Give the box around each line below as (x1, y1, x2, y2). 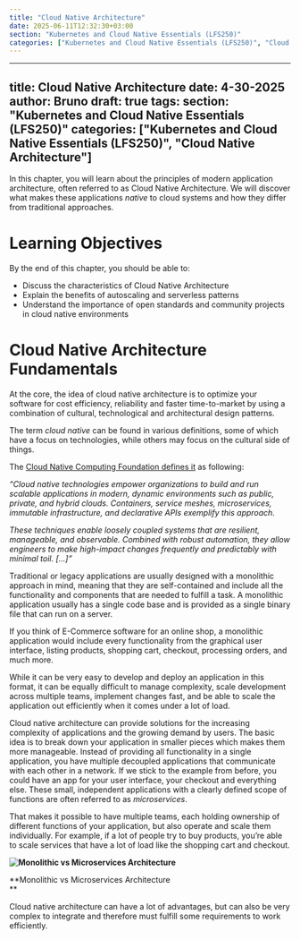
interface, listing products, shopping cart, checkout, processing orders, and (9, 645, 287, 655)
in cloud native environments (21, 309, 129, 319)
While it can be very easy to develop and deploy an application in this (9, 671, 265, 682)
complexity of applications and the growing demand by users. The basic (9, 727, 275, 738)
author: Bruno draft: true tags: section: (9, 93, 229, 108)
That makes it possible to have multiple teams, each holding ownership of (9, 811, 280, 822)
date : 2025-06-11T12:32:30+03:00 (9, 21, 134, 30)
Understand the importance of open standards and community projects (21, 299, 286, 310)
